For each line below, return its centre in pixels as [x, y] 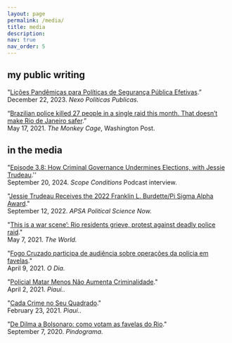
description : [26, 33]
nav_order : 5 [26, 46]
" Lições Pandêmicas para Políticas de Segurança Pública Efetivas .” [104, 92]
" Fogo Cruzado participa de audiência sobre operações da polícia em [108, 253]
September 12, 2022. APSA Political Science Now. [80, 211]
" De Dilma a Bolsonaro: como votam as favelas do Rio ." [87, 324]
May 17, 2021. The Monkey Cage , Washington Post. [81, 128]
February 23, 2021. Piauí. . [45, 310]
